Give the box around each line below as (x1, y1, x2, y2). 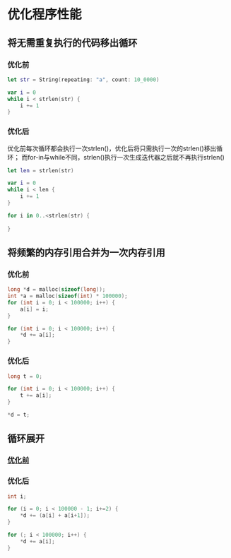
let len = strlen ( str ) (7, 167, 74, 174)
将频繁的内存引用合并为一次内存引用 (7, 247, 165, 259)
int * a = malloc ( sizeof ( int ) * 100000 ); (7, 292, 129, 300)
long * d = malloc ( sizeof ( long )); (7, 286, 106, 293)
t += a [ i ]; (20, 392, 52, 399)
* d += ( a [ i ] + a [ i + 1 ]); (20, 512, 90, 519)
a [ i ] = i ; (20, 305, 49, 313)
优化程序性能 (7, 6, 83, 23)
